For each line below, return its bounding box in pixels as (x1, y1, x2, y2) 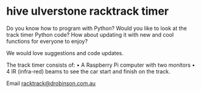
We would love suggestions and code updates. (6, 49, 124, 56)
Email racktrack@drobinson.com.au (6, 80, 96, 87)
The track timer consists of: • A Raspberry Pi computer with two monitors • (6, 61, 196, 69)
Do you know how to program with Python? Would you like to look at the (6, 24, 188, 32)
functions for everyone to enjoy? (6, 37, 88, 45)
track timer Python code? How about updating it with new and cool (6, 31, 174, 38)
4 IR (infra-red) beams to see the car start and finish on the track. (6, 67, 171, 75)
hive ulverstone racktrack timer (6, 4, 169, 18)
